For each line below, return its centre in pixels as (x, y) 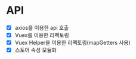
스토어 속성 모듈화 (35, 50)
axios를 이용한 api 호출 (42, 27)
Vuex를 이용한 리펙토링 (42, 35)
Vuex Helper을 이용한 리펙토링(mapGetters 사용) (73, 43)
